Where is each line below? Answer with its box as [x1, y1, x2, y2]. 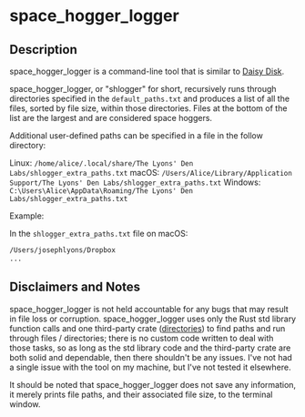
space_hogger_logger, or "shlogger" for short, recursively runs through [9, 84, 277, 94]
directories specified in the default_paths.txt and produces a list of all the [9, 93, 290, 104]
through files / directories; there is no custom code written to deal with [9, 332, 274, 343]
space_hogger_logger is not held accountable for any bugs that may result [9, 303, 289, 314]
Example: [9, 210, 45, 221]
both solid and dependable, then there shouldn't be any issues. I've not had [9, 351, 293, 362]
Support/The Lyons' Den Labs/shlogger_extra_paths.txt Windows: [9, 177, 261, 188]
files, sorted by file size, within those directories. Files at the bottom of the [9, 103, 288, 114]
